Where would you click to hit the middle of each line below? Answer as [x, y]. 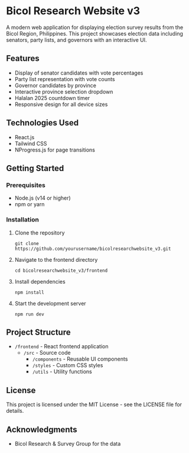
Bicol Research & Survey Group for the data [68, 444]
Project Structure [38, 332]
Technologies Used [42, 123]
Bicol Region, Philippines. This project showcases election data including [94, 33]
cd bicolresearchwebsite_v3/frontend [61, 271]
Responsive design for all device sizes [61, 104]
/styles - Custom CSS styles [68, 365]
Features [23, 58]
